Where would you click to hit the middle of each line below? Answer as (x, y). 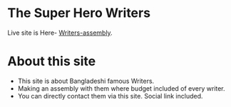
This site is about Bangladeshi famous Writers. (86, 81)
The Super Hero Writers (79, 13)
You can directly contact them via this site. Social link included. (110, 96)
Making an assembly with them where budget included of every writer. (122, 88)
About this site (52, 61)
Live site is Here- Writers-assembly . (60, 33)
